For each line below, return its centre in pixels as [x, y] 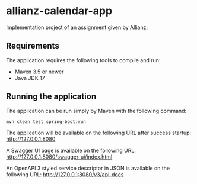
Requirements [33, 46]
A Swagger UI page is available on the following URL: [71, 150]
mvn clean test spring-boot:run [46, 122]
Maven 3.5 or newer [39, 72]
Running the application [51, 97]
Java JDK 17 [30, 78]
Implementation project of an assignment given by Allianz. [77, 27]
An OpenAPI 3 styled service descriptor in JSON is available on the [88, 168]
